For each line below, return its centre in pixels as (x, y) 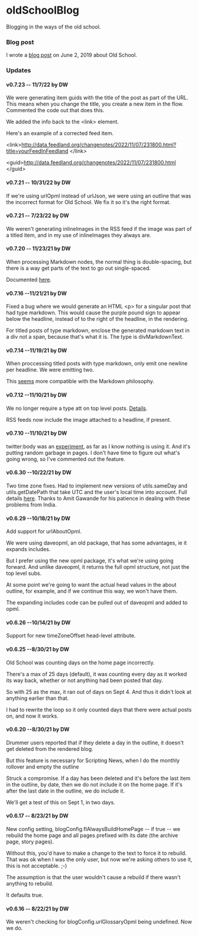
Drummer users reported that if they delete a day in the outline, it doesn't (95, 743)
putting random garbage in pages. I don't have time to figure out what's (93, 453)
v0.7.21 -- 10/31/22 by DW (38, 182)
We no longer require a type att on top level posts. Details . (77, 408)
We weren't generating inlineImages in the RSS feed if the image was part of (99, 228)
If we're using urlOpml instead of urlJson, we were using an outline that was (99, 196)
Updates (19, 71)
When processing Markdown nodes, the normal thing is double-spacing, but (99, 262)
